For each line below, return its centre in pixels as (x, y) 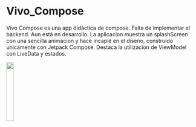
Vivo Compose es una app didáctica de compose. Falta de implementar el (98, 28)
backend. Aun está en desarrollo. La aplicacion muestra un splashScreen (97, 34)
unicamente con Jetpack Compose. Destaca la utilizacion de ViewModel (96, 47)
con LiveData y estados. (36, 53)
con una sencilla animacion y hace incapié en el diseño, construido (90, 41)
